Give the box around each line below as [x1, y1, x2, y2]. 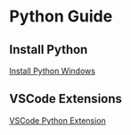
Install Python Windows [9, 65, 96, 76]
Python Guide [9, 6, 113, 27]
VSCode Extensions [9, 91, 123, 106]
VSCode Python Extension [9, 114, 107, 126]
